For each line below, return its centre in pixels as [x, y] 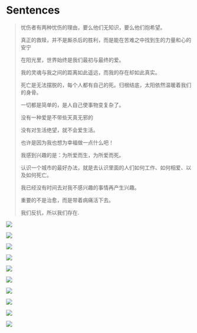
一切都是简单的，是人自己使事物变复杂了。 [72, 105]
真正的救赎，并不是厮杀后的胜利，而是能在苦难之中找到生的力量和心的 [106, 40]
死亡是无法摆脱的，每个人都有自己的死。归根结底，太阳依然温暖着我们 [106, 85]
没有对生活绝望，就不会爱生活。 [59, 130]
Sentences [33, 10]
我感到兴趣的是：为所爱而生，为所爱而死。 [72, 155]
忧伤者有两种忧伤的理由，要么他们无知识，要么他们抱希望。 [93, 27]
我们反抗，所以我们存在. [50, 213]
